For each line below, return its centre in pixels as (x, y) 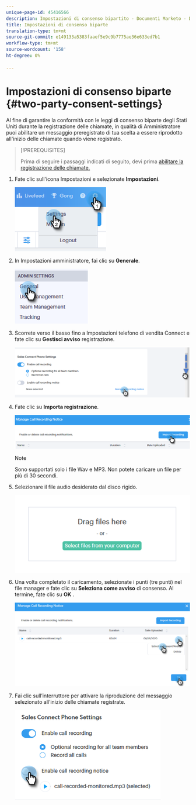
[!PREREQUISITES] (43, 150)
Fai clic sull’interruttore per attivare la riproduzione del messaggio (93, 696)
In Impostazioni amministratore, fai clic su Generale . (77, 260)
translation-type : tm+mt (36, 31)
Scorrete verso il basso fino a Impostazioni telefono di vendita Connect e (102, 333)
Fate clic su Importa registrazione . (57, 407)
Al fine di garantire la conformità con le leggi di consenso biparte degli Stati (97, 120)
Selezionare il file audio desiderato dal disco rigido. (76, 487)
